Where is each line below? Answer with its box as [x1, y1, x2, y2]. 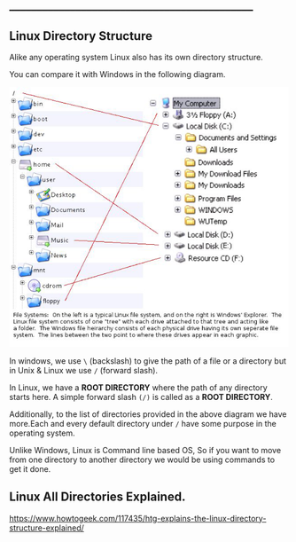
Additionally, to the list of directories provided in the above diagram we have [9, 408, 287, 420]
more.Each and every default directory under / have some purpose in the [9, 418, 277, 428]
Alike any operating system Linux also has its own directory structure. [9, 52, 263, 63]
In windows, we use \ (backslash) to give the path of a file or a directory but [9, 355, 286, 366]
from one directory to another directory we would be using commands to [9, 454, 276, 465]
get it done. [9, 463, 51, 474]
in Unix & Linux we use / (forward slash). [9, 365, 158, 375]
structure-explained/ [9, 522, 84, 533]
